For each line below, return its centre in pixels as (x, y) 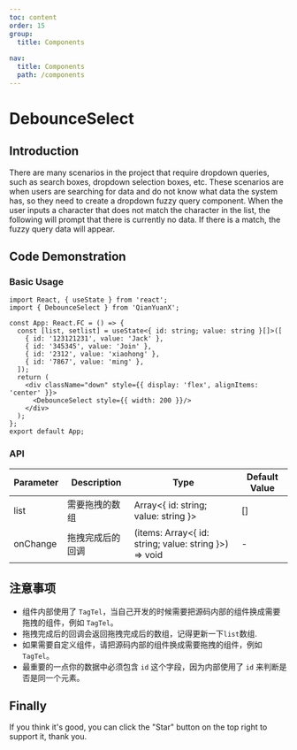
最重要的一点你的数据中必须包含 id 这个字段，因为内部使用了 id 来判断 (151, 666)
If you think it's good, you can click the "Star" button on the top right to (138, 727)
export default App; (47, 432)
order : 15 (27, 26)
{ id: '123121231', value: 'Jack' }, (95, 339)
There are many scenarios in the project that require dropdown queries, (139, 172)
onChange (35, 543)
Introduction (44, 151)
